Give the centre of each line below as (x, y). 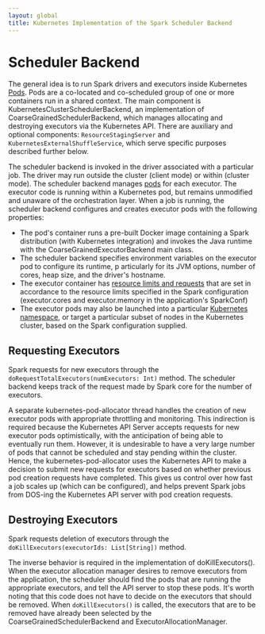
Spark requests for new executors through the (84, 370)
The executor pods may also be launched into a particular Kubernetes (134, 309)
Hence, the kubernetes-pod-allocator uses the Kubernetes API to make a (128, 461)
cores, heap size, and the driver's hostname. (92, 275)
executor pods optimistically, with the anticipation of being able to (116, 436)
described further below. (49, 152)
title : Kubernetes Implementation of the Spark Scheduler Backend (120, 23)
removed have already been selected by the (80, 613)
